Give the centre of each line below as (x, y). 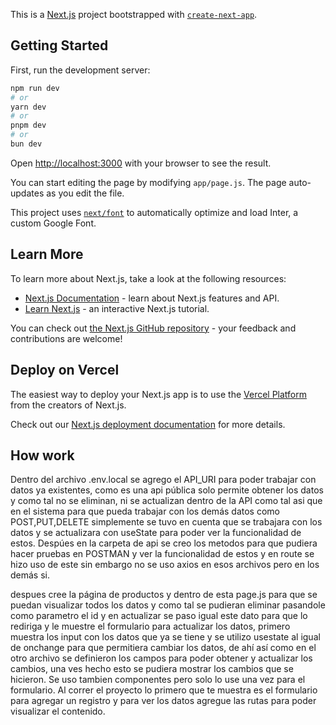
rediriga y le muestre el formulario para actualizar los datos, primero (150, 626)
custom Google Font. (53, 223)
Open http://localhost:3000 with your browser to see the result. (141, 163)
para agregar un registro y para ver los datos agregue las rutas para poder (163, 701)
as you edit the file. (85, 193)
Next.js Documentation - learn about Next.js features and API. (152, 298)
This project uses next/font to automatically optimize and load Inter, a (154, 212)
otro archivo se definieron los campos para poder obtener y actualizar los (161, 658)
